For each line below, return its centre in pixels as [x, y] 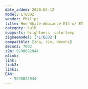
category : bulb [21, 28]
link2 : [12, 65]
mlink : [12, 56]
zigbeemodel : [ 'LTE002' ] [31, 38]
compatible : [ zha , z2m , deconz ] [39, 42]
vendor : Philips [22, 19]
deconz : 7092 [19, 46]
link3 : [12, 70]
